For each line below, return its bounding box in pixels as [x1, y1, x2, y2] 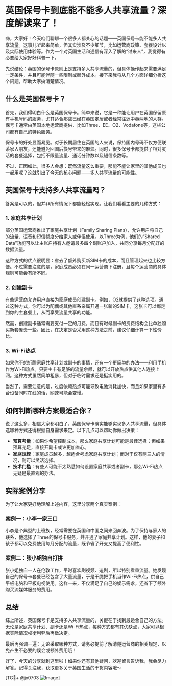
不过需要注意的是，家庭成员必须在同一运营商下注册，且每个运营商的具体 [14, 263, 166, 269]
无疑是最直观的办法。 [12, 470, 58, 476]
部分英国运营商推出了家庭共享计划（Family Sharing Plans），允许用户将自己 [5, 227, 163, 233]
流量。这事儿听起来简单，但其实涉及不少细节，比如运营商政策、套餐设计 [9, 41, 162, 48]
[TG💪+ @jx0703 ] [5, 675, 60, 681]
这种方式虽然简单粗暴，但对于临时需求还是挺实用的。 [14, 372, 126, 379]
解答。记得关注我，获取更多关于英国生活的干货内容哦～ [5, 664, 121, 671]
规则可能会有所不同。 [5, 270, 50, 276]
